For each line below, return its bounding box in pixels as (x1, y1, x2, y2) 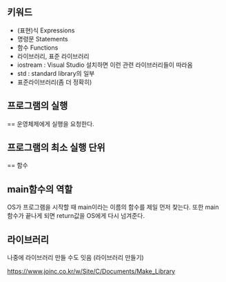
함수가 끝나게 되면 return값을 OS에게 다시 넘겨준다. (7, 212, 145, 220)
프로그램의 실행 (7, 100, 68, 112)
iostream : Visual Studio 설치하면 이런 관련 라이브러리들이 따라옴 (17, 61, 193, 69)
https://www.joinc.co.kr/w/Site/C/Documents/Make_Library (7, 268, 176, 276)
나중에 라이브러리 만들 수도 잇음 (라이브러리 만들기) (7, 254, 145, 262)
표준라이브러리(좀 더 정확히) (17, 78, 92, 86)
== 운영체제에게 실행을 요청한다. (7, 119, 94, 128)
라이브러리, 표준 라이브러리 (17, 52, 90, 60)
